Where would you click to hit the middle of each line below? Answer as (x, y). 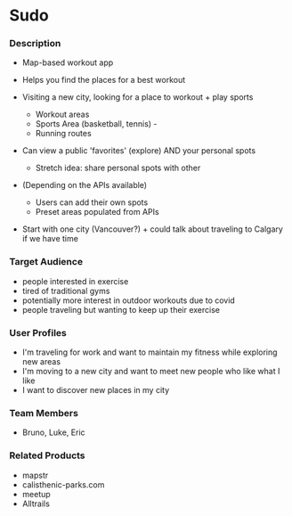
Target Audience (46, 262)
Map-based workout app (68, 62)
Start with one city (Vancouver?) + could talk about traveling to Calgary (152, 229)
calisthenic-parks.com (63, 484)
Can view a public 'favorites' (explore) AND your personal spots (139, 151)
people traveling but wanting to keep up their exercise (121, 309)
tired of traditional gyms (66, 291)
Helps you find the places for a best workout (104, 80)
